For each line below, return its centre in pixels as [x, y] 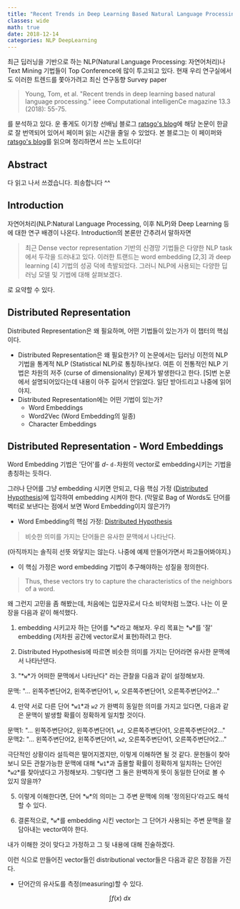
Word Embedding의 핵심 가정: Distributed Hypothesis [95, 521]
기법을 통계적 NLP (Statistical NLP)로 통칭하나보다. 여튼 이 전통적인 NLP [119, 363]
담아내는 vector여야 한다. [53, 830]
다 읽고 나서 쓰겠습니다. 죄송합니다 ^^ [59, 182]
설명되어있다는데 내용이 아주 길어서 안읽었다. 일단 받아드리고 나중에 [125, 381]
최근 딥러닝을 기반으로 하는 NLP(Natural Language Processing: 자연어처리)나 [116, 62]
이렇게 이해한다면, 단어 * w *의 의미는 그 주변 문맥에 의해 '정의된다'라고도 [117, 796]
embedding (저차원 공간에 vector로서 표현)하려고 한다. [95, 637]
